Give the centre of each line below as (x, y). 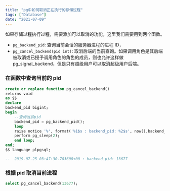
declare (13, 103)
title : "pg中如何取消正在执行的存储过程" (44, 10)
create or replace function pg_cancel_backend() (57, 89)
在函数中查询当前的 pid (33, 78)
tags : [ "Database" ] (26, 15)
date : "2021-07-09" (26, 19)
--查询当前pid (28, 117)
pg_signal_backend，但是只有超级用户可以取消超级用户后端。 (77, 64)
